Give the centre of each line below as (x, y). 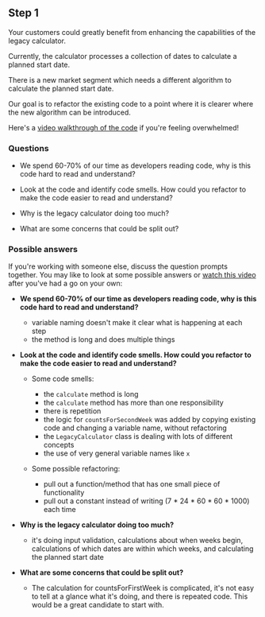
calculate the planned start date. (61, 88)
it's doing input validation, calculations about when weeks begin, (137, 541)
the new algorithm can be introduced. (69, 112)
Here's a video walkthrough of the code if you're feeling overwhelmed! (124, 127)
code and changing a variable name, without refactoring (135, 428)
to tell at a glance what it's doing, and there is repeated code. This (140, 596)
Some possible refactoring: (76, 469)
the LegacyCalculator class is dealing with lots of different (138, 437)
